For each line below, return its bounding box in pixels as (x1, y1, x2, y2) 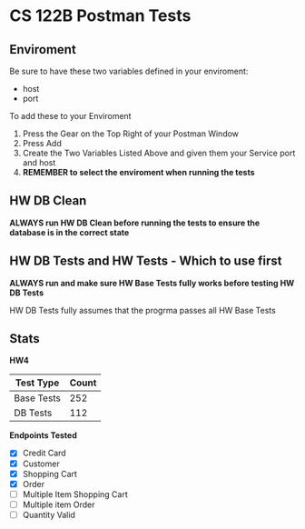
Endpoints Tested (9, 430, 77, 441)
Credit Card (22, 447, 66, 459)
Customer (22, 458, 61, 469)
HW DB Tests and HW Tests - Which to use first (9, 254, 282, 269)
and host (22, 157, 56, 168)
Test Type (15, 376, 60, 389)
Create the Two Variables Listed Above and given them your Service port (22, 147, 296, 158)
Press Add (22, 138, 62, 148)
